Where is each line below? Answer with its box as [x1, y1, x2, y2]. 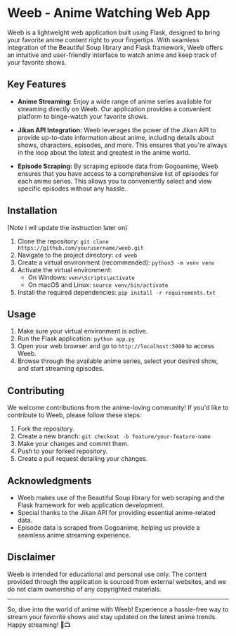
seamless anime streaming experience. [17, 531, 131, 539]
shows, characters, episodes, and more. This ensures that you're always [17, 141, 228, 149]
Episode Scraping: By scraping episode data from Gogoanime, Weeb [17, 162, 219, 170]
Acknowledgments [7, 475, 93, 487]
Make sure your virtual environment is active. [17, 327, 148, 336]
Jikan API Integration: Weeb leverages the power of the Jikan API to [17, 125, 216, 134]
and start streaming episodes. [17, 364, 105, 373]
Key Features [7, 79, 67, 91]
